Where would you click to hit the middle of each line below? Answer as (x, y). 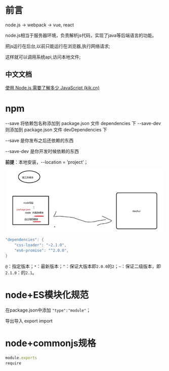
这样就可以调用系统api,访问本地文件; (43, 57)
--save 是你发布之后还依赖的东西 (39, 140)
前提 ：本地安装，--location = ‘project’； (47, 162)
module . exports (21, 358)
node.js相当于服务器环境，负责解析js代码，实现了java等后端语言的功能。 (81, 35)
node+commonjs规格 (51, 343)
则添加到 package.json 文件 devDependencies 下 (56, 130)
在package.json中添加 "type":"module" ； (48, 310)
